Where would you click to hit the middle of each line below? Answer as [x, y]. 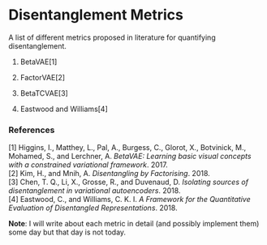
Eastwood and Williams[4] [64, 109]
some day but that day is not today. [67, 232]
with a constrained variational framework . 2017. [88, 165]
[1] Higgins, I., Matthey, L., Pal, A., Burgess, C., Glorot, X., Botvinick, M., [127, 148]
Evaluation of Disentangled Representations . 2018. [93, 208]
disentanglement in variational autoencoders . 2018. [95, 191]
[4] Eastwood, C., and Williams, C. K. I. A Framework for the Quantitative [129, 200]
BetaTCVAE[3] [44, 93]
